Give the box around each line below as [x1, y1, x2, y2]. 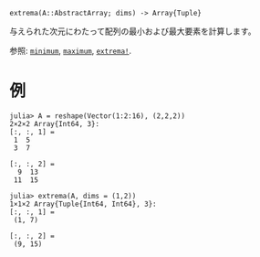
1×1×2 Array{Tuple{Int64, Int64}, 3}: [9, 199, 157, 209]
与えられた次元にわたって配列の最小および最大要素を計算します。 [9, 26, 256, 37]
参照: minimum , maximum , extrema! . [9, 46, 132, 56]
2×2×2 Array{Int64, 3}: [9, 119, 100, 128]
